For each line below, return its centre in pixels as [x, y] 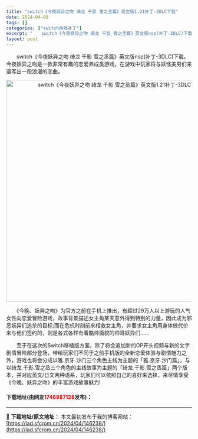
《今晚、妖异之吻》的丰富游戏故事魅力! [54, 382]
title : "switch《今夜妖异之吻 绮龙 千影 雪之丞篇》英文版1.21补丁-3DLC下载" [92, 12]
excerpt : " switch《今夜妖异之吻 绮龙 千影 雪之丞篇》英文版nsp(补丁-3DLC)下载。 [101, 34]
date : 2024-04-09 [27, 17]
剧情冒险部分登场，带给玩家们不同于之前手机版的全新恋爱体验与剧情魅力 [94, 353]
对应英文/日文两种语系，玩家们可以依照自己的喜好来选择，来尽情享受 [105, 375]
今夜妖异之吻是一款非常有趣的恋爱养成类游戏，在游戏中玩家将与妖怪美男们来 [99, 64]
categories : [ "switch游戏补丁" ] [44, 28]
